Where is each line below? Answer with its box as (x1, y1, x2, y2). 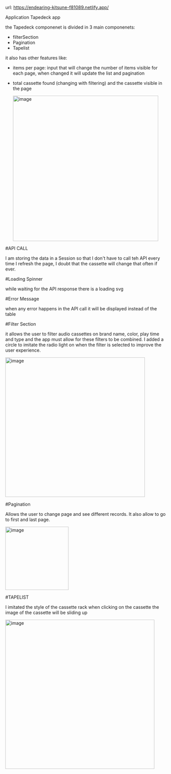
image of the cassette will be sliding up (5, 609, 88, 616)
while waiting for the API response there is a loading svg (5, 286, 124, 292)
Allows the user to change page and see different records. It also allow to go (5, 511, 166, 517)
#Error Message (5, 296, 39, 302)
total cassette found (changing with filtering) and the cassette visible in (12, 80, 162, 86)
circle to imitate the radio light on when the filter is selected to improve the (5, 342, 162, 348)
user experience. (5, 347, 41, 353)
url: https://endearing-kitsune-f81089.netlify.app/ (5, 5, 109, 10)
